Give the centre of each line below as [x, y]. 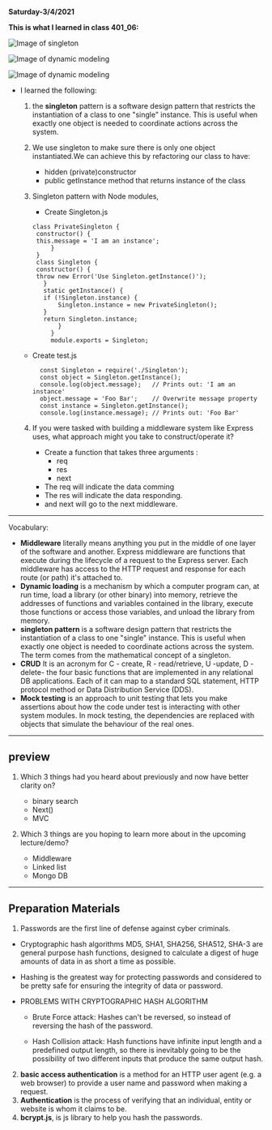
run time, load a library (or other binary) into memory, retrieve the [129, 595]
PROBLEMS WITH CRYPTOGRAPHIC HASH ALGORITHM [114, 1001]
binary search [55, 801]
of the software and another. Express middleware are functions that [132, 552]
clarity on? [38, 785]
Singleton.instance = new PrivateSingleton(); [138, 305]
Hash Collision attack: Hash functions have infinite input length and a [147, 1041]
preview [29, 757]
